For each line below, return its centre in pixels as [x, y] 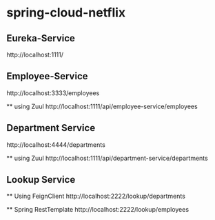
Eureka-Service [41, 38]
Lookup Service [41, 180]
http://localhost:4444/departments [56, 144]
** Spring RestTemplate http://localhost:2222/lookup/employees [98, 210]
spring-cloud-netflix [66, 13]
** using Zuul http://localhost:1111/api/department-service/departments [107, 158]
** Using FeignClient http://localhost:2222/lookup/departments [96, 196]
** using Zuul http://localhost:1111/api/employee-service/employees [102, 106]
